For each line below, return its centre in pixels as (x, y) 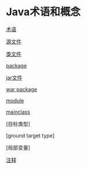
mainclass (18, 112)
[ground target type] (30, 135)
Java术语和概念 (43, 12)
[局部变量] (18, 147)
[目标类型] (18, 124)
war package (22, 89)
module (15, 100)
